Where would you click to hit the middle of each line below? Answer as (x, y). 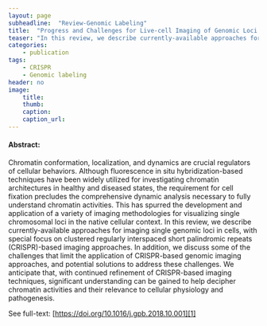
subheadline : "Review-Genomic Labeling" (78, 23)
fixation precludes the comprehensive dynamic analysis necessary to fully (130, 197)
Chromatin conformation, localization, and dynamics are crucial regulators (130, 163)
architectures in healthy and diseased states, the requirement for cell (121, 188)
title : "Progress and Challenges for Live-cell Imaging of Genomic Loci (133, 30)
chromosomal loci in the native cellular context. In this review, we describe (130, 222)
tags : (17, 61)
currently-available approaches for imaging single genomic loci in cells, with (133, 230)
